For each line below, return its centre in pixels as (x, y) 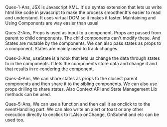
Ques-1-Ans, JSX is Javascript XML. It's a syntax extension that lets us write (83, 7)
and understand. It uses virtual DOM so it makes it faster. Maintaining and (81, 18)
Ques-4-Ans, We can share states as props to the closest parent (71, 78)
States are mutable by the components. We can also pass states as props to (83, 43)
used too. (15, 120)
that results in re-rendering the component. (50, 69)
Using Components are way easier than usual (52, 23)
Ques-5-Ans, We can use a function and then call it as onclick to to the (78, 104)
